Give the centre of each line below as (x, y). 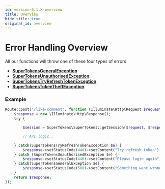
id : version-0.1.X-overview (34, 10)
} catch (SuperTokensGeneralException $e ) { (59, 164)
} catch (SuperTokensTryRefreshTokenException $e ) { (68, 145)
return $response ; (33, 177)
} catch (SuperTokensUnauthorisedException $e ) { (66, 155)
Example (16, 99)
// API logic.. (38, 136)
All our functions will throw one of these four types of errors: (66, 62)
